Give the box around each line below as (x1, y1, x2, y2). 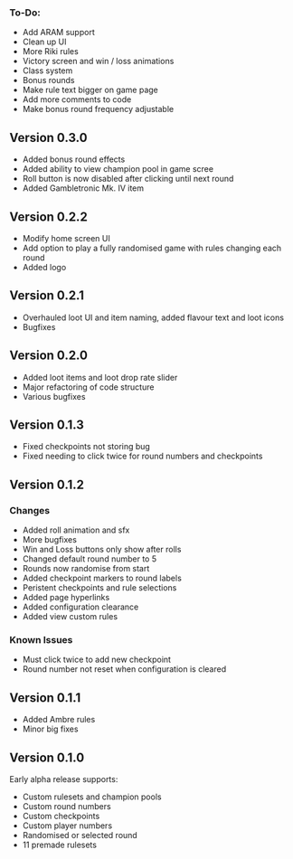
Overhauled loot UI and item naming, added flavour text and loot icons (22, 312, 285, 323)
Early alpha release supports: (9, 773, 118, 784)
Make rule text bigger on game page (22, 84, 158, 96)
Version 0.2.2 (9, 209, 88, 224)
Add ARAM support (22, 27, 95, 38)
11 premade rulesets (22, 839, 98, 850)
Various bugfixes (22, 391, 86, 401)
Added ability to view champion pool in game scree (22, 164, 214, 175)
